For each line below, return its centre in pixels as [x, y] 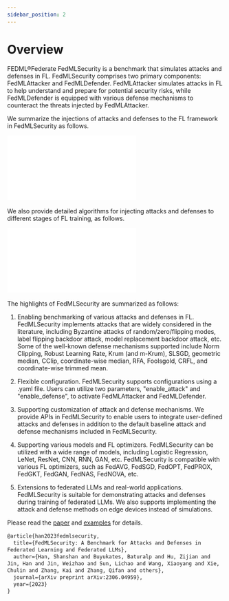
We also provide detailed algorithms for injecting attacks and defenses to [111, 211]
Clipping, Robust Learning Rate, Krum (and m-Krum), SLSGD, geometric [119, 353]
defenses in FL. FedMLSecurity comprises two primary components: [104, 76]
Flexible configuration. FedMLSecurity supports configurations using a [117, 381]
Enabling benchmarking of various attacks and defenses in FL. [106, 317]
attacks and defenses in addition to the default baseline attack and [111, 424]
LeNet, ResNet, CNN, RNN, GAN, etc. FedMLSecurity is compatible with [118, 459]
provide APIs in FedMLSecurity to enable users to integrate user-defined [120, 417]
